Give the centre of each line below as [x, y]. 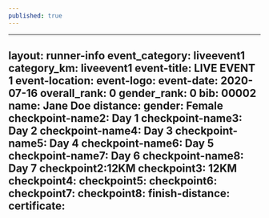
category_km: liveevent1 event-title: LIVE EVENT [132, 69]
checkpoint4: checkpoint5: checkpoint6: [113, 181]
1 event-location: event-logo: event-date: [113, 81]
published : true [35, 16]
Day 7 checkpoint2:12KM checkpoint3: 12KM [123, 169]
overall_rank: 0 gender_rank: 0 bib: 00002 [148, 93]
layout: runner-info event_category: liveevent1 [127, 56]
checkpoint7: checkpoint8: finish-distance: [119, 194]
